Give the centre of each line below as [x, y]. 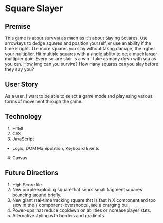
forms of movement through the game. [44, 101]
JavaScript [23, 139]
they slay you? [19, 69]
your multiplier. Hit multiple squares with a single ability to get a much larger [81, 54]
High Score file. [28, 185]
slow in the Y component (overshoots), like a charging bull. [71, 205]
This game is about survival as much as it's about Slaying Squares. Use [77, 38]
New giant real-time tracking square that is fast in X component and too [84, 200]
